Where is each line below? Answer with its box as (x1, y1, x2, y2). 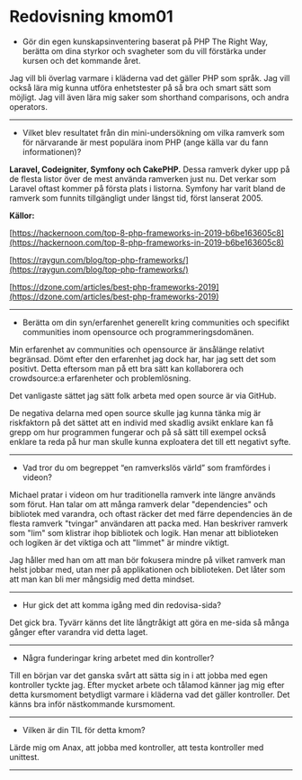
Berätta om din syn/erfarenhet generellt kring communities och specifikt (22, 317, 289, 328)
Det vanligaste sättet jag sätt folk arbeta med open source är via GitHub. (9, 390, 277, 401)
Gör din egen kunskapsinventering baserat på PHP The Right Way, (22, 36, 268, 47)
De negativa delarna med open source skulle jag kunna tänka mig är (9, 407, 262, 418)
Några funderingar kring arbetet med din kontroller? (22, 652, 215, 663)
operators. (9, 101, 48, 112)
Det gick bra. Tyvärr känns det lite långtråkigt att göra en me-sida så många (9, 617, 289, 628)
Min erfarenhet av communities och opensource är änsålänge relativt (9, 344, 265, 355)
